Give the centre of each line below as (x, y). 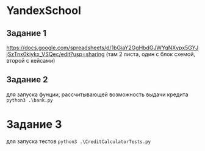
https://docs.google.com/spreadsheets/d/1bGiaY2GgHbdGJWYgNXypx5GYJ (103, 47)
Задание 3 (34, 124)
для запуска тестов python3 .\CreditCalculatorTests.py (79, 141)
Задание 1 (27, 33)
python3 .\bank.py (30, 100)
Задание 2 (27, 80)
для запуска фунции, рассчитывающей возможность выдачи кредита (97, 94)
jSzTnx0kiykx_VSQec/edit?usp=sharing (56, 54)
